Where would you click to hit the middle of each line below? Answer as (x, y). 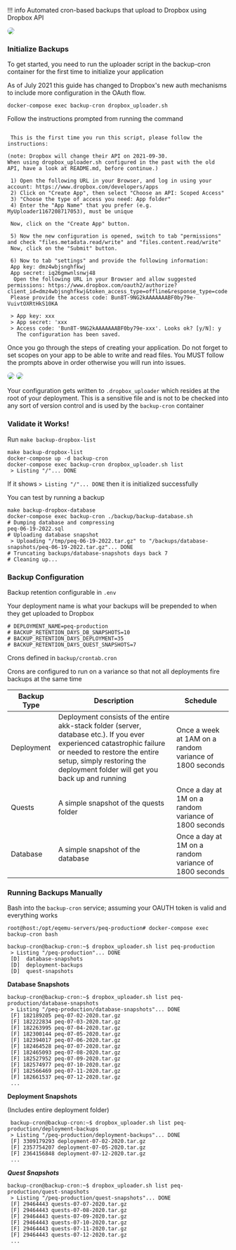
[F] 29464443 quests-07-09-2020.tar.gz (69, 1217)
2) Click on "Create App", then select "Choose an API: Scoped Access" (117, 193)
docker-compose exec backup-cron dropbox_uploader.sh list (96, 464)
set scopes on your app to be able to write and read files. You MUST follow (116, 355)
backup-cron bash (33, 934)
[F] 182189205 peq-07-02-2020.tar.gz (65, 1016)
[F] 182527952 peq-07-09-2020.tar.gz (65, 1059)
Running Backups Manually (55, 892)
